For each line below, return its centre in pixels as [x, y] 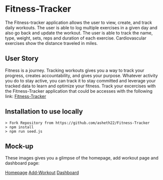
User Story [22, 59]
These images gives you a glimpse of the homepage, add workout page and [82, 158]
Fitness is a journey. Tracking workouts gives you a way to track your [75, 70]
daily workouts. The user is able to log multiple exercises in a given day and [81, 27]
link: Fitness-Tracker [26, 96]
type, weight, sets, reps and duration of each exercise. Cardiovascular [76, 38]
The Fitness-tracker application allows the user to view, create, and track [79, 22]
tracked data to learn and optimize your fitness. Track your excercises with [81, 86]
